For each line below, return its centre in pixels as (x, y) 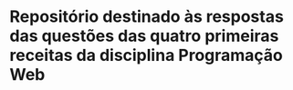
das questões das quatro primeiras (144, 36)
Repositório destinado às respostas (147, 17)
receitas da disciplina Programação (146, 55)
